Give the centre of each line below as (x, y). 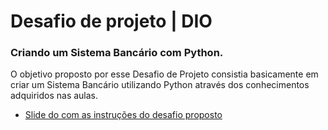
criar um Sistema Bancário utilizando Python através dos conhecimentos (160, 85)
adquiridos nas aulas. (54, 96)
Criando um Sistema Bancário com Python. (117, 53)
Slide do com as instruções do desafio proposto (123, 115)
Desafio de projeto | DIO (111, 21)
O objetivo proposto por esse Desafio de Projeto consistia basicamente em (164, 74)
